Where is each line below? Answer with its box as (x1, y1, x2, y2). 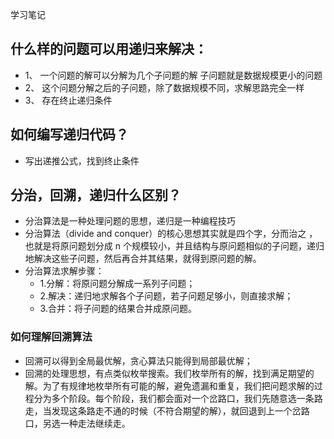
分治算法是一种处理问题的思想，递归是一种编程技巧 (24, 215, 236, 227)
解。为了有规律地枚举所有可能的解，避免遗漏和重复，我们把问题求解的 (24, 379, 315, 392)
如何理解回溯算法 (10, 330, 93, 344)
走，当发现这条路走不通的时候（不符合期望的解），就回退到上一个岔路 (24, 404, 310, 417)
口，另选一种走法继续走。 (24, 417, 131, 429)
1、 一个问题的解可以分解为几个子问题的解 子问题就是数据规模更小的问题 (24, 69, 323, 81)
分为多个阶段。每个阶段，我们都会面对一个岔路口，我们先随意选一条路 (33, 392, 323, 404)
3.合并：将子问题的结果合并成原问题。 (39, 303, 197, 315)
